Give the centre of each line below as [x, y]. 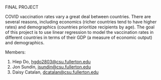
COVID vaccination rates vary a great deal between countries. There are [78, 16]
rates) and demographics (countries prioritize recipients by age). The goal [80, 27]
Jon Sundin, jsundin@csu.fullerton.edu [51, 67]
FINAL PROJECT [22, 7]
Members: [15, 52]
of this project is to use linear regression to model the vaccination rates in [79, 32]
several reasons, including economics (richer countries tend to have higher [81, 22]
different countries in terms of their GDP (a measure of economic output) [79, 37]
